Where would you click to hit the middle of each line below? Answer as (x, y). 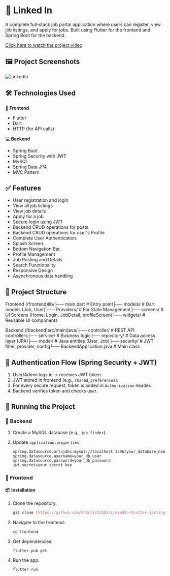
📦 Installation (20, 490)
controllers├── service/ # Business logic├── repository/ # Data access (80, 336)
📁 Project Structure (36, 292)
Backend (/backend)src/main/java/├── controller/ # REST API (70, 330)
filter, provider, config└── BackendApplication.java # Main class (73, 346)
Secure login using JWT (38, 222)
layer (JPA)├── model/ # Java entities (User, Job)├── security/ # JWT (79, 341)
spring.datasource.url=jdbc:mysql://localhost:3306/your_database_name (90, 451)
